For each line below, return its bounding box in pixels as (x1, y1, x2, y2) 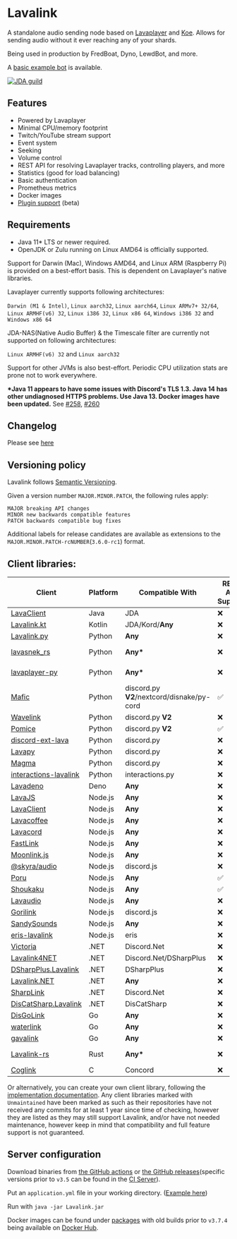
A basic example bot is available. (7, 63, 102, 71)
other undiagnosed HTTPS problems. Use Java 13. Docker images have (7, 392, 220, 400)
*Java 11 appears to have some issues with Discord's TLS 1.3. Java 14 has (7, 385, 228, 393)
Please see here (7, 439, 54, 447)
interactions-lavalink (11, 770, 80, 779)
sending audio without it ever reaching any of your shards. (7, 35, 177, 44)
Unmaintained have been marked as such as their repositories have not (7, 1099, 212, 1106)
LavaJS (11, 792, 36, 802)
